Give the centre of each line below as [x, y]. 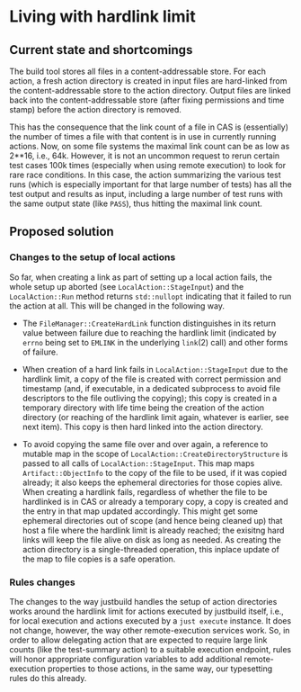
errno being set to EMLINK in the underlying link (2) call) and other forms [155, 342]
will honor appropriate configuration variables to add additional [126, 659]
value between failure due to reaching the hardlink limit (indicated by [149, 333]
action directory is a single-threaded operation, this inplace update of [151, 549]
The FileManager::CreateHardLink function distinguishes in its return [149, 323]
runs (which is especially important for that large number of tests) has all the [150, 184]
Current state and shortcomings [101, 50]
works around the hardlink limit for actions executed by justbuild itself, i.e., [147, 611]
